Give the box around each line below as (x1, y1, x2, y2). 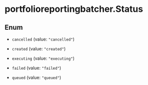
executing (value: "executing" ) (11, 55, 75, 61)
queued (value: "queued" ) (11, 75, 62, 80)
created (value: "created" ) (11, 46, 66, 51)
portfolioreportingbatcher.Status (4, 3, 144, 15)
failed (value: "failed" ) (11, 65, 62, 71)
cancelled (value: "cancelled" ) (11, 36, 75, 42)
